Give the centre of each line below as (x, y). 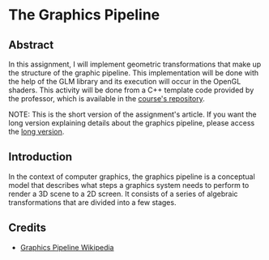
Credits (28, 228)
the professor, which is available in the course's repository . (107, 98)
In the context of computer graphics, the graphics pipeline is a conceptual (132, 177)
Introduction (41, 157)
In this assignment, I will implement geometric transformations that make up (135, 64)
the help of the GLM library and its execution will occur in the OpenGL (125, 81)
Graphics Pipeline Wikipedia (67, 247)
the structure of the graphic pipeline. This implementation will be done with (134, 73)
